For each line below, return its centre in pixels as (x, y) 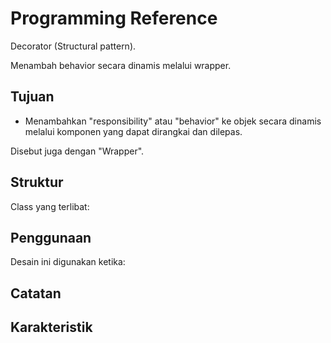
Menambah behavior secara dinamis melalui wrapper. (121, 65)
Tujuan (32, 97)
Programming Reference (114, 18)
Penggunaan (51, 237)
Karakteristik (51, 327)
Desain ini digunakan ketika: (68, 262)
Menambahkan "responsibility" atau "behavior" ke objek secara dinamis (173, 121)
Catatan (36, 293)
